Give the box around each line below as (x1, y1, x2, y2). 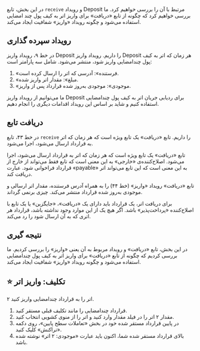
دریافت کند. (7, 170, 32, 178)
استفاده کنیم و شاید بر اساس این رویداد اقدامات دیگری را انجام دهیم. (7, 100, 159, 107)
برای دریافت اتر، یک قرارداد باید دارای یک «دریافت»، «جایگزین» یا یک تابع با (7, 200, 173, 207)
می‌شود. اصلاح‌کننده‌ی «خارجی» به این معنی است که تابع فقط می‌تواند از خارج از (7, 157, 184, 164)
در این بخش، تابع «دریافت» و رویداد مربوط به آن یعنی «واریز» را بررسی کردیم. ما (7, 246, 187, 253)
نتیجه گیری (7, 230, 42, 240)
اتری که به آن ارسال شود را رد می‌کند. (7, 212, 91, 219)
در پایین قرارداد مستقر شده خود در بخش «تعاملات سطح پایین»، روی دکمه (15, 320, 179, 327)
